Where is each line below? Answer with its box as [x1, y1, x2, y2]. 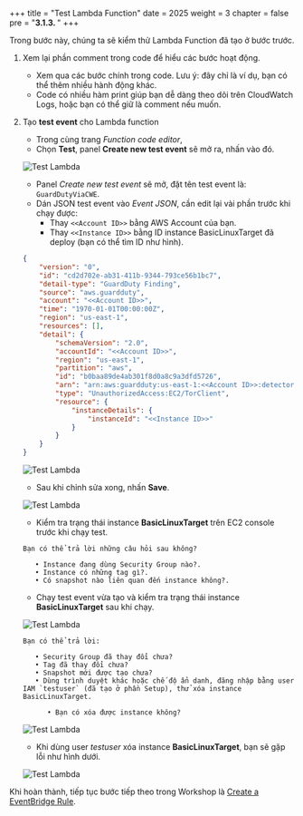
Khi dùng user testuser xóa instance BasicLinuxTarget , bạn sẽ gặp [35, 742, 286, 752]
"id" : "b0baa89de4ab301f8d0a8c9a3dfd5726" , [55, 372, 222, 382]
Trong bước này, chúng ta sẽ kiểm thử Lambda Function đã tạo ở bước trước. [9, 35, 295, 45]
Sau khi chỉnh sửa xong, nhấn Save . [35, 482, 170, 492]
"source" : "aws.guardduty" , [39, 287, 145, 297]
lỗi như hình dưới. [35, 752, 101, 762]
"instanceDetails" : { [71, 405, 153, 415]
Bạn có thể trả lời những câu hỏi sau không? [22, 544, 197, 553]
